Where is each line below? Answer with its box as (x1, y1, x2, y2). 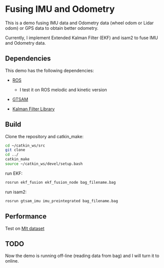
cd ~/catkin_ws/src (5, 143, 45, 148)
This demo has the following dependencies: (5, 67, 94, 73)
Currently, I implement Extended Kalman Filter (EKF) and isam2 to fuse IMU (5, 35, 158, 41)
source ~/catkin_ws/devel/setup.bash (5, 161, 83, 166)
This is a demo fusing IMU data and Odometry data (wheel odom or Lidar (5, 20, 154, 26)
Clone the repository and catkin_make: (5, 133, 84, 139)
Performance (5, 212, 47, 221)
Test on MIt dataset (5, 225, 44, 231)
